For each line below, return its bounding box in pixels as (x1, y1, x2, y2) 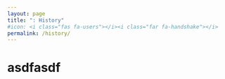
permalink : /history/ (7, 29, 71, 37)
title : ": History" (7, 17, 65, 24)
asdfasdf (7, 60, 61, 76)
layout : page (7, 10, 46, 17)
